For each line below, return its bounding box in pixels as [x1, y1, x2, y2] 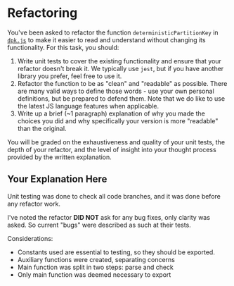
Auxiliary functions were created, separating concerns [17, 255, 176, 263]
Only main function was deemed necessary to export [17, 270, 171, 279]
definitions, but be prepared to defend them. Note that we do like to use [17, 94, 226, 103]
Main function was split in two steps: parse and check [17, 263, 174, 271]
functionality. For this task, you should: [7, 43, 119, 51]
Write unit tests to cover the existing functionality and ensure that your [17, 56, 221, 65]
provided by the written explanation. [7, 153, 112, 161]
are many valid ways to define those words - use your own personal [17, 87, 214, 95]
